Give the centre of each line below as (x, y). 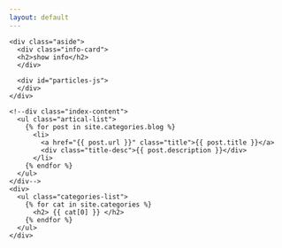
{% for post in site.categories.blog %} (100, 127)
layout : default (39, 17)
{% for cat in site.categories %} (88, 205)
